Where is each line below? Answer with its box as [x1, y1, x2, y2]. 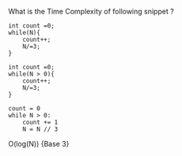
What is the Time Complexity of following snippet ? [8, 7, 174, 16]
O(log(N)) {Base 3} [8, 139, 70, 148]
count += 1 [22, 118, 59, 126]
